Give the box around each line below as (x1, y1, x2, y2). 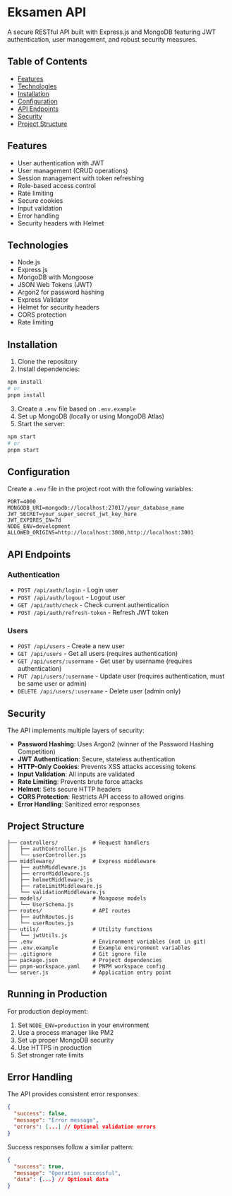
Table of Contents (7, 56, 88, 68)
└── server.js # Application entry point (7, 969, 172, 976)
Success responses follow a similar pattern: (7, 1142, 134, 1151)
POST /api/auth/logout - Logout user (17, 593, 126, 602)
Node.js (17, 258, 41, 266)
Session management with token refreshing (17, 174, 145, 182)
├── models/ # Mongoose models (7, 895, 147, 902)
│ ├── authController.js (7, 845, 87, 852)
